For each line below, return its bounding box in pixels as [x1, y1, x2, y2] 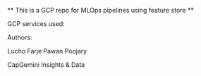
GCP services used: [7, 20, 65, 27]
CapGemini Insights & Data [7, 61, 85, 69]
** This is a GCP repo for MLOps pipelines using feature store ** [7, 6, 194, 14]
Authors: [7, 33, 32, 42]
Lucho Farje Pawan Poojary [7, 47, 87, 55]
